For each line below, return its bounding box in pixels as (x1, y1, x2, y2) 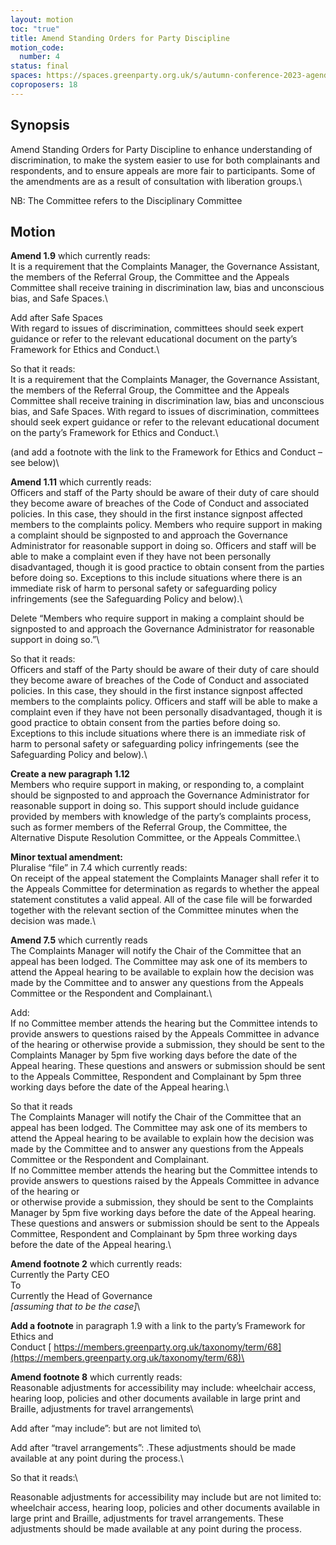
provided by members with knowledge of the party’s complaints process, (10, 811, 312, 823)
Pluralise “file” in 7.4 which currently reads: (10, 862, 188, 874)
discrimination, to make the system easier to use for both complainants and (10, 154, 321, 166)
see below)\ (10, 457, 60, 469)
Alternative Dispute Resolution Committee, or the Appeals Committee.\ (10, 832, 301, 844)
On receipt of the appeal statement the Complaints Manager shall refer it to (10, 872, 320, 885)
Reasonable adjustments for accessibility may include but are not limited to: (10, 1491, 322, 1503)
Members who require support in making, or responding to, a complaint (10, 779, 305, 791)
